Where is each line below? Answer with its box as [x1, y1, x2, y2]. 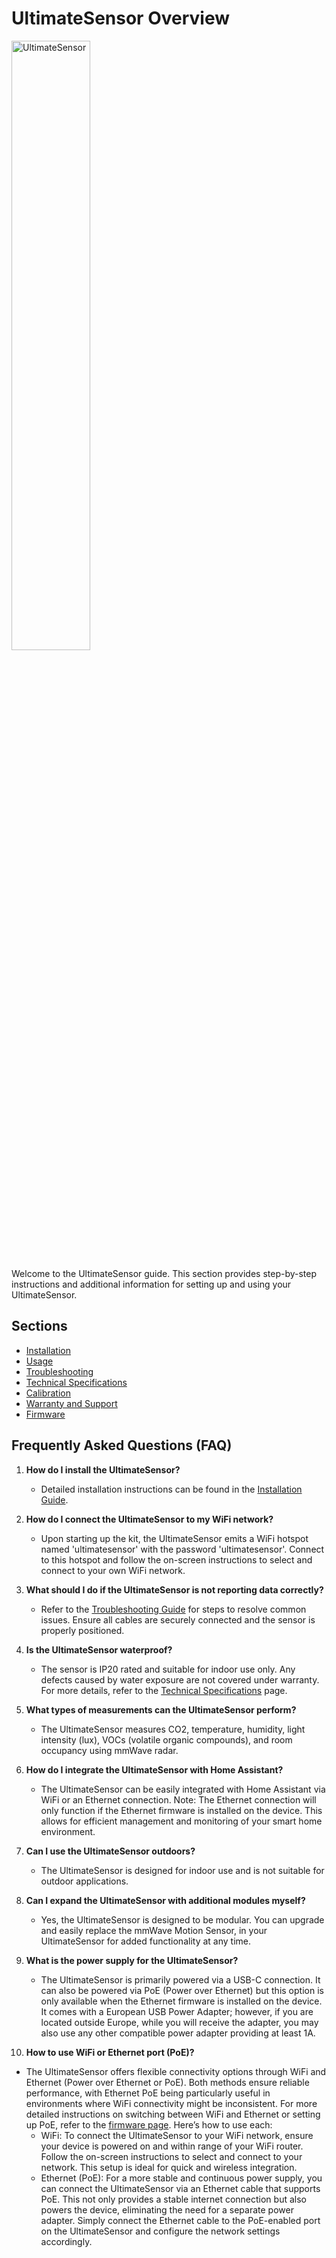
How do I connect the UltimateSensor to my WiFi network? [25, 1513, 274, 1525]
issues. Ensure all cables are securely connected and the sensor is [40, 1613, 316, 1626]
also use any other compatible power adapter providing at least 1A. [40, 2027, 316, 2039]
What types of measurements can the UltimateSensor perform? [25, 1703, 297, 1716]
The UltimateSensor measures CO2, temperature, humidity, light [40, 1723, 306, 1735]
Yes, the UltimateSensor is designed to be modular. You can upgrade [40, 1913, 325, 1926]
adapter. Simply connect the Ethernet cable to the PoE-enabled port [40, 2214, 321, 2226]
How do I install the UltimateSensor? [25, 1463, 181, 1476]
